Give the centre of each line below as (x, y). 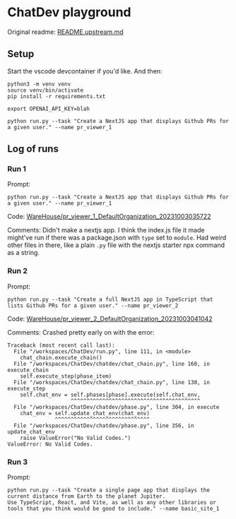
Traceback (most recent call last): (61, 345)
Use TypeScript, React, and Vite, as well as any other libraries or (112, 503)
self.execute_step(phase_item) (66, 376)
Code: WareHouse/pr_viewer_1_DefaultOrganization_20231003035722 (109, 217)
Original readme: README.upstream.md (65, 32)
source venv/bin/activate (45, 90)
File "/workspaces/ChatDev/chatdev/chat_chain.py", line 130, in (112, 382)
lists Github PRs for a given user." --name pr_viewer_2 (93, 305)
